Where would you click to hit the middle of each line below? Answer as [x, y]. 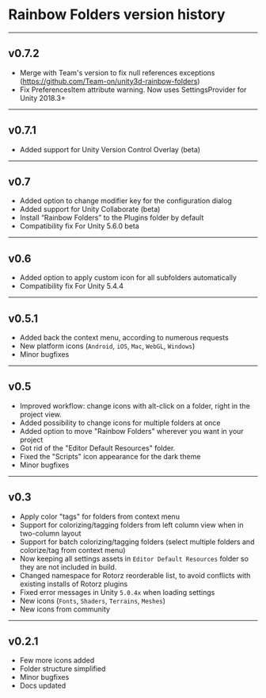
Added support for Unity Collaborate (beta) [90, 209]
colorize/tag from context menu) [72, 550]
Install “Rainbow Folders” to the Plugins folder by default [112, 218]
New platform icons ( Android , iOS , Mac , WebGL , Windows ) [107, 346]
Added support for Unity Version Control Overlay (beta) [110, 149]
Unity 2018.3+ [42, 98]
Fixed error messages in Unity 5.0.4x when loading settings [117, 592]
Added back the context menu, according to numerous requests [124, 337]
